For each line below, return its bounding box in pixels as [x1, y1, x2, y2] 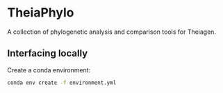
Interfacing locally [7, 48, 88, 59]
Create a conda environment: [7, 65, 91, 74]
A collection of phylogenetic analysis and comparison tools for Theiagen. [7, 28, 217, 36]
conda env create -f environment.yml [7, 79, 117, 86]
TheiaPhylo [7, 5, 74, 21]
